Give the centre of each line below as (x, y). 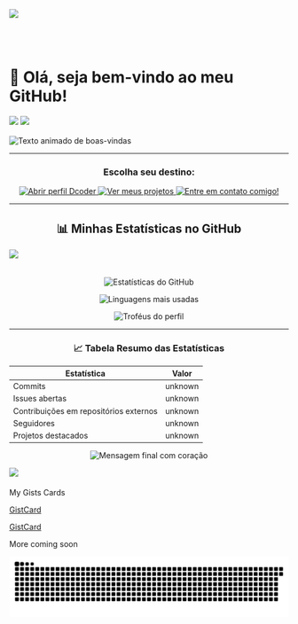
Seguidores (34, 423)
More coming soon (43, 543)
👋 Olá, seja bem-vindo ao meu (122, 78)
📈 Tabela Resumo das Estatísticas (149, 347)
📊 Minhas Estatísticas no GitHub (149, 228)
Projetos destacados (51, 436)
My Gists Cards (37, 492)
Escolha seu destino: (149, 172)
